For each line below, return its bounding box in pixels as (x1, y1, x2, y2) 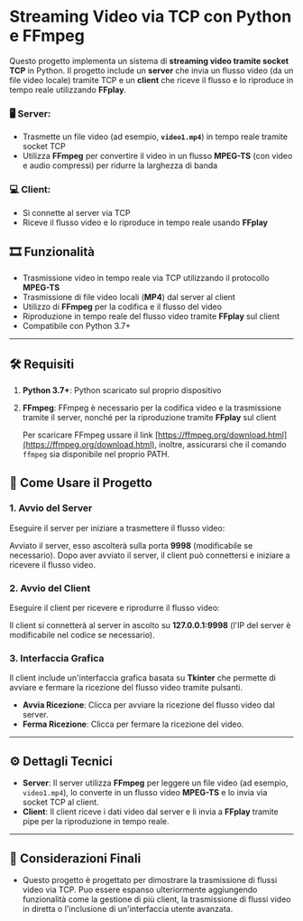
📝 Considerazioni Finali (9, 851, 142, 866)
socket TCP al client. (22, 797, 99, 808)
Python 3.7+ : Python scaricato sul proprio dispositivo (22, 385, 222, 396)
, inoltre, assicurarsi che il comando (154, 439, 287, 450)
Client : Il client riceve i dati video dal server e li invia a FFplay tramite (22, 806, 280, 817)
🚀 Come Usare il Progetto (9, 475, 153, 490)
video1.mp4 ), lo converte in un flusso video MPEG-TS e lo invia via (22, 787, 268, 798)
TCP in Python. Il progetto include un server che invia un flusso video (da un (9, 65, 294, 76)
